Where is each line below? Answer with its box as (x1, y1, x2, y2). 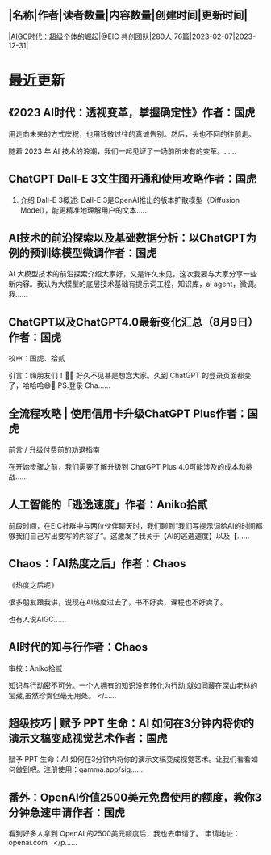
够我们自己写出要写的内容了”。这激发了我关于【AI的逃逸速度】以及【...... (8, 531, 250, 541)
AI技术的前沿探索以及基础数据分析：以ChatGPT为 (8, 231, 256, 245)
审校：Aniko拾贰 (8, 663, 63, 673)
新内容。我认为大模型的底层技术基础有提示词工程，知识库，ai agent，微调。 (8, 279, 261, 289)
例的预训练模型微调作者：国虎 (8, 246, 157, 260)
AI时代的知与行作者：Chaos (8, 640, 148, 654)
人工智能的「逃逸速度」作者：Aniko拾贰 (8, 498, 208, 512)
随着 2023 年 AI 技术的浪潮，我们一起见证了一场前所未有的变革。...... (8, 145, 236, 156)
